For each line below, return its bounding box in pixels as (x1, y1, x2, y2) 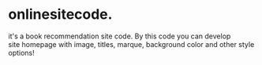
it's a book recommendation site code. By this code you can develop (8, 31, 231, 41)
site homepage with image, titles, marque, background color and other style (8, 39, 255, 49)
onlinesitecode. (8, 5, 113, 23)
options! (8, 48, 36, 57)
